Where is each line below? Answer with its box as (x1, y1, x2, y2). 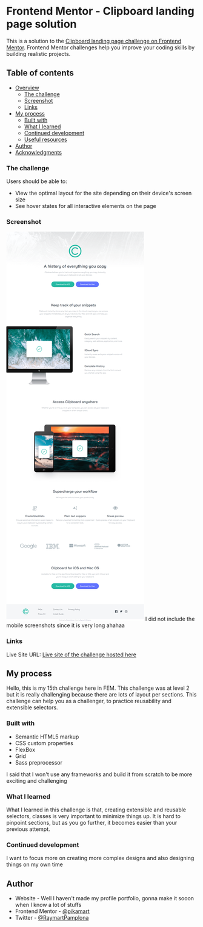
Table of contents (6, 68, 74, 78)
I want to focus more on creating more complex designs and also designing (6, 855, 195, 862)
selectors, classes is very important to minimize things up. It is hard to (6, 813, 181, 820)
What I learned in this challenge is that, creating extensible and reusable (6, 806, 187, 813)
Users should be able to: (6, 178, 68, 185)
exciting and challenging (6, 777, 68, 784)
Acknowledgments (15, 148, 62, 156)
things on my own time (6, 861, 64, 868)
